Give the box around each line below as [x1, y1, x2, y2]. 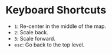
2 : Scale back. [14, 28, 48, 35]
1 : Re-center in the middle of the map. [14, 23, 107, 30]
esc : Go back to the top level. [14, 41, 85, 48]
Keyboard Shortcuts [5, 3, 107, 17]
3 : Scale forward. [14, 35, 55, 42]
